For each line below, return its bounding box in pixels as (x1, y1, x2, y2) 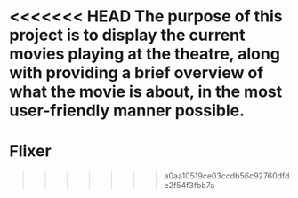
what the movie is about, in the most (9, 82, 283, 102)
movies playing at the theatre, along (9, 44, 280, 64)
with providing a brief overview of (9, 63, 264, 83)
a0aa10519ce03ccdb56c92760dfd (164, 170, 290, 181)
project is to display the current (9, 25, 246, 45)
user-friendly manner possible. (9, 100, 246, 121)
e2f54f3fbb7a (164, 180, 215, 191)
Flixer (9, 141, 52, 162)
